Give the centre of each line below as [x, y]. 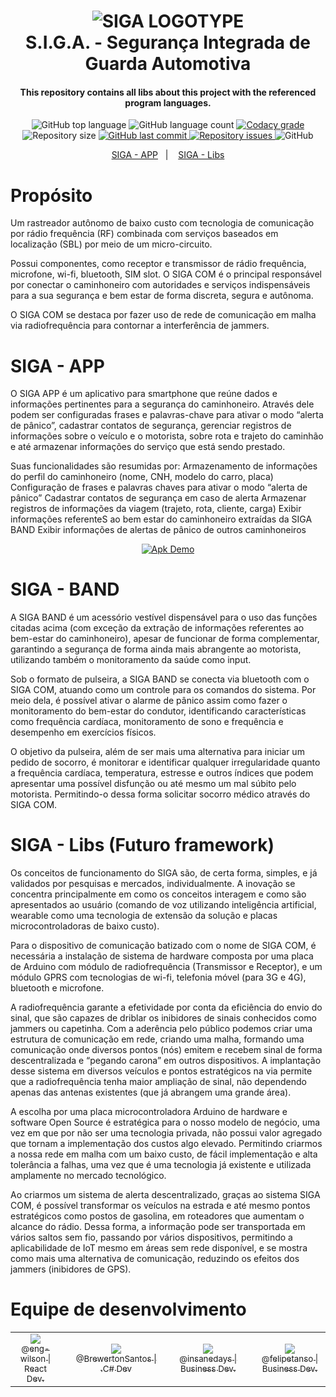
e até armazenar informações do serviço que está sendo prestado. [148, 447]
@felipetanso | [290, 1359]
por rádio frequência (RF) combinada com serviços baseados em [144, 234]
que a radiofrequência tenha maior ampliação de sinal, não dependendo [158, 1082]
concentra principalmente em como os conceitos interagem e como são [158, 894]
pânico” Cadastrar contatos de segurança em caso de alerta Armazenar [158, 498]
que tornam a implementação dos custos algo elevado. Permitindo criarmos [166, 1144]
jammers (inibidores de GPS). [71, 1269]
